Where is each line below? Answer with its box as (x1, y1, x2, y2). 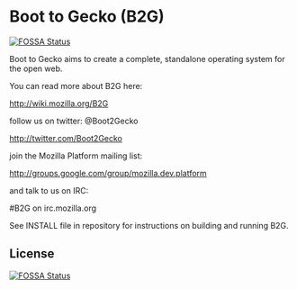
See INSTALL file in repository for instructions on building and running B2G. (9, 220, 290, 230)
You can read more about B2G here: (9, 80, 143, 91)
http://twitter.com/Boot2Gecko (9, 132, 123, 143)
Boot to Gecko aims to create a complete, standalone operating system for (9, 53, 285, 64)
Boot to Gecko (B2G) (9, 6, 165, 27)
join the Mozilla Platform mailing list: (9, 150, 143, 161)
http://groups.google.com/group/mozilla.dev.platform (9, 167, 207, 178)
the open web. (9, 63, 63, 74)
